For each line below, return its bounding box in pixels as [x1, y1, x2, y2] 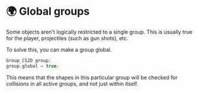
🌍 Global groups [6, 5, 90, 18]
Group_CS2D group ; [6, 57, 51, 63]
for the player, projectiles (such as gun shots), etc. [6, 34, 129, 41]
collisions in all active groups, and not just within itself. [6, 80, 139, 87]
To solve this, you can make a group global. [6, 46, 112, 53]
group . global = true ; [6, 63, 60, 69]
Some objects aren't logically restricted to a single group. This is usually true [6, 28, 193, 36]
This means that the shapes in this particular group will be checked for [6, 73, 178, 81]
